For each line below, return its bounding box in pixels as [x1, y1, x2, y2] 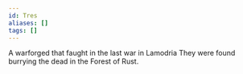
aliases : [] [8, 19, 48, 27]
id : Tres [8, 11, 38, 20]
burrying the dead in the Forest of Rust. [8, 56, 139, 66]
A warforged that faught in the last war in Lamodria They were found [8, 49, 236, 58]
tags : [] [8, 26, 38, 34]
